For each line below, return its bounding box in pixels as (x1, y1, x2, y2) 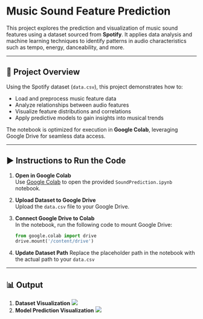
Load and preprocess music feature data (14, 95, 117, 102)
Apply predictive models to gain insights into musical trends (14, 114, 164, 121)
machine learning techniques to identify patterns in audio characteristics (6, 37, 187, 44)
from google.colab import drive (14, 232, 97, 239)
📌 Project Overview (6, 67, 80, 77)
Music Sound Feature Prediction (6, 4, 171, 18)
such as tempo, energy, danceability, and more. (6, 44, 125, 51)
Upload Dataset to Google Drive (14, 196, 96, 204)
